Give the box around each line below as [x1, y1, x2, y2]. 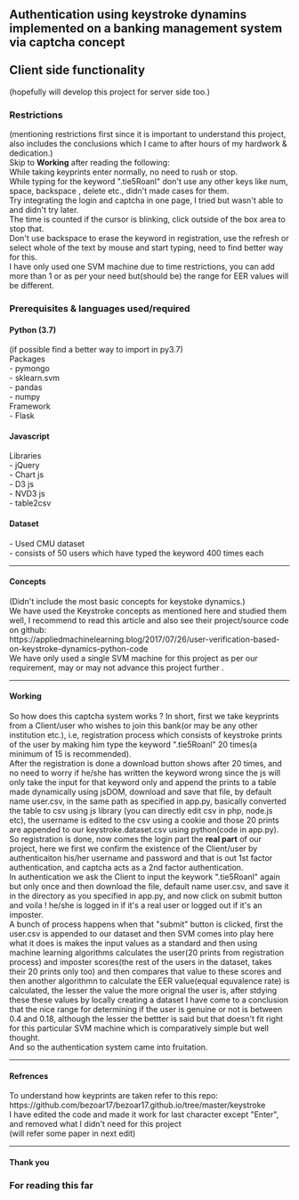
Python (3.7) [9, 324, 56, 335]
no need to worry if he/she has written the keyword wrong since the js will [9, 767, 281, 778]
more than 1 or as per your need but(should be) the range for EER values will [9, 271, 289, 281]
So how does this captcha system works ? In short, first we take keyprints [9, 711, 279, 722]
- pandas [9, 382, 43, 393]
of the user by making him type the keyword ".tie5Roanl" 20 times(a [9, 739, 258, 750]
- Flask [9, 410, 35, 421]
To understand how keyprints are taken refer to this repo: [9, 1091, 219, 1101]
